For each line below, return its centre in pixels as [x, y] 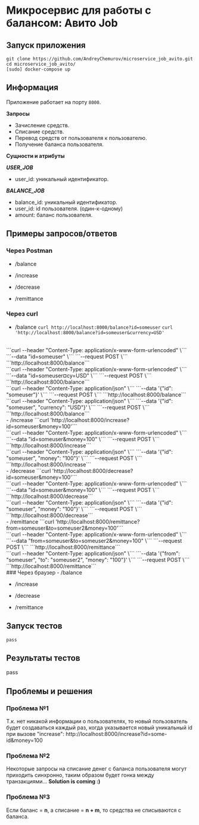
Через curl [22, 314]
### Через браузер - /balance [44, 572]
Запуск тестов [34, 626]
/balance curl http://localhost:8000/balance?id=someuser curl [94, 327]
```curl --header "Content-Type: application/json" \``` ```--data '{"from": [93, 553]
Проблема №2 [28, 756]
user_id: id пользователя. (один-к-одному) [69, 208]
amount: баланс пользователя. [54, 215]
